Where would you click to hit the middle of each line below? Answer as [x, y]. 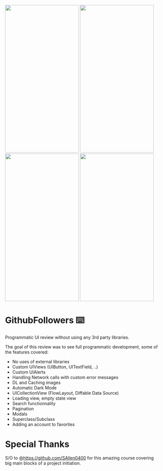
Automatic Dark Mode [34, 388]
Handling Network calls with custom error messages [65, 377]
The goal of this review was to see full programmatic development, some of [81, 346]
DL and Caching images [36, 382]
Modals [20, 414]
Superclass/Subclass [33, 419]
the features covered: [27, 352]
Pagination [23, 408]
